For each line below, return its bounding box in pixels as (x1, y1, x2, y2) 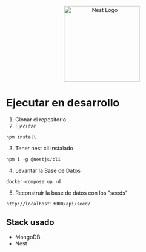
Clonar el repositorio (15, 115, 67, 123)
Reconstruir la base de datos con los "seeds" (15, 189, 128, 196)
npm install (6, 134, 36, 140)
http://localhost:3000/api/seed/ (6, 201, 91, 207)
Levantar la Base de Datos (15, 167, 81, 174)
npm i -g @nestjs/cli (6, 156, 61, 163)
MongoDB (15, 233, 41, 241)
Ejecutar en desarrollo (6, 96, 120, 110)
